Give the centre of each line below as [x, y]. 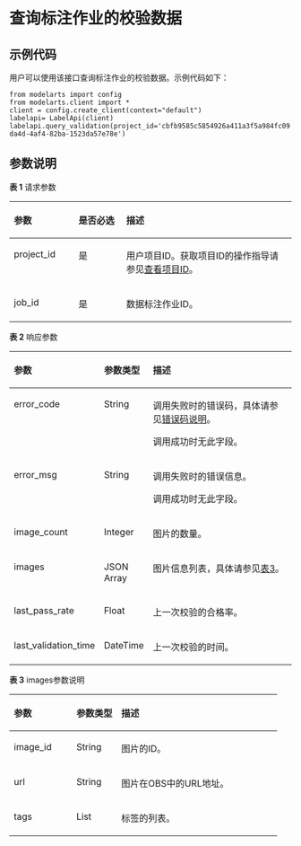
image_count [41, 532]
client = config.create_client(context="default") [106, 110]
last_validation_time [55, 645]
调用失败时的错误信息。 [202, 476]
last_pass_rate [44, 610]
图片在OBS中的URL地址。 [175, 783]
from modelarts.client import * [69, 102]
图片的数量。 [180, 533]
